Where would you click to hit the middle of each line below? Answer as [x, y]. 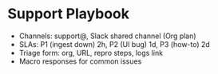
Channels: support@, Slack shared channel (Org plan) [107, 36]
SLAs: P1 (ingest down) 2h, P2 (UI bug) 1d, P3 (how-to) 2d [115, 44]
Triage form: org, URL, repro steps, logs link [91, 53]
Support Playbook [68, 14]
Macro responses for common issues [80, 61]
